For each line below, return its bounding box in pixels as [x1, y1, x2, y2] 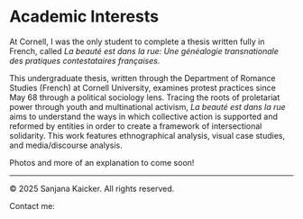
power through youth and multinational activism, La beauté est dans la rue [9, 101, 286, 112]
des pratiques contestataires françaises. [9, 55, 161, 66]
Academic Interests [9, 6, 160, 27]
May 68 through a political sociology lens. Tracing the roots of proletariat [9, 92, 280, 103]
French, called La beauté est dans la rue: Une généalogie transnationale [9, 45, 280, 56]
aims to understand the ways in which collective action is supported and [9, 111, 278, 122]
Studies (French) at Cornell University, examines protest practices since [9, 82, 277, 93]
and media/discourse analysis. [9, 140, 124, 151]
